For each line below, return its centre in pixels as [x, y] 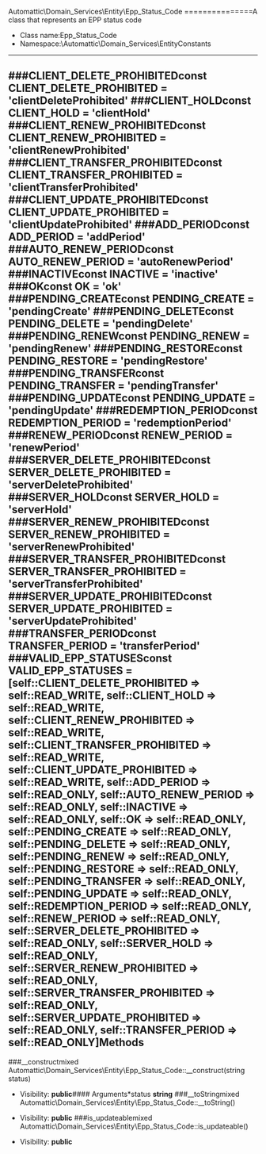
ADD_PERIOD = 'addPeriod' [77, 237]
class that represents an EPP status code [75, 20]
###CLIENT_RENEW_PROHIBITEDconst [107, 126]
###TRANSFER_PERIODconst [82, 634]
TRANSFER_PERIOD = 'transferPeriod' [104, 646]
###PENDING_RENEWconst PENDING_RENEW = [129, 336]
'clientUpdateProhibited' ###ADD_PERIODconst [129, 225]
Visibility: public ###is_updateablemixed [86, 1118]
